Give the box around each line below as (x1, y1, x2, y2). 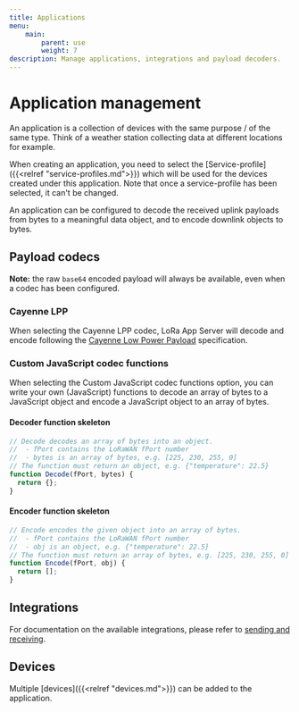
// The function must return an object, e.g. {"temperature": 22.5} (9, 462, 270, 471)
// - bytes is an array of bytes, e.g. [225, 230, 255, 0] (9, 453, 238, 463)
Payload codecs (9, 249, 101, 264)
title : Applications (9, 13, 87, 22)
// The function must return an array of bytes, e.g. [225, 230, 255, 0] (9, 550, 290, 559)
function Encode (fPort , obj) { (9, 559, 126, 568)
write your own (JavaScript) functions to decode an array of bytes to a (9, 387, 269, 398)
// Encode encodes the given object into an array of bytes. (9, 525, 242, 534)
